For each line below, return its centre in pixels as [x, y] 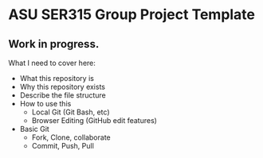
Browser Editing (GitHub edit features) [94, 120]
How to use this [45, 104]
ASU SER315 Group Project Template [132, 15]
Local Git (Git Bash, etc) [71, 112]
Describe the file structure [63, 95]
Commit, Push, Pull [63, 146]
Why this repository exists [63, 87]
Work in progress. [54, 44]
